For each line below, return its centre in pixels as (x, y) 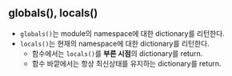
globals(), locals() (53, 13)
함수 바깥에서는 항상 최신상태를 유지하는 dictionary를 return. (126, 63)
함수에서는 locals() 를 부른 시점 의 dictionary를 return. (117, 53)
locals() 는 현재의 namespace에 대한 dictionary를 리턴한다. (114, 43)
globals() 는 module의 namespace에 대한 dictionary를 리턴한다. (122, 33)
